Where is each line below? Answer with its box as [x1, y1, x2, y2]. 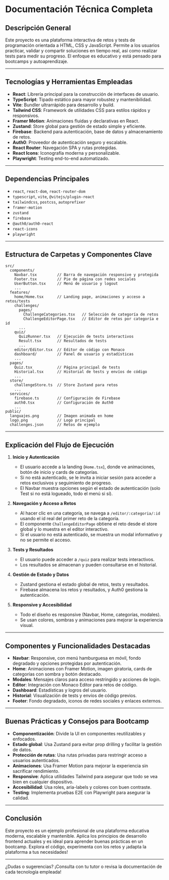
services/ [10, 392, 30, 397]
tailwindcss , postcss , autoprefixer [12, 199, 86, 205]
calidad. [12, 795, 29, 801]
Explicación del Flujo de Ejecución [5, 441, 114, 449]
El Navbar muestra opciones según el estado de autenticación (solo [20, 485, 160, 491]
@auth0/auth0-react [12, 221, 54, 226]
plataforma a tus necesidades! [5, 849, 68, 855]
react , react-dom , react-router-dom [12, 188, 86, 194]
